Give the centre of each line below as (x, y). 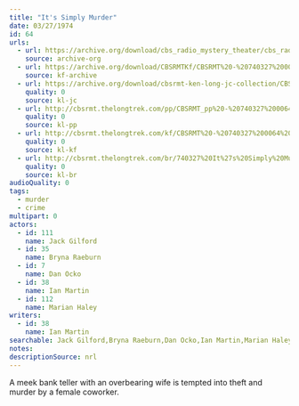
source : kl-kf (51, 150)
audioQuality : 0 (39, 183)
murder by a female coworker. (65, 392)
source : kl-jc (51, 100)
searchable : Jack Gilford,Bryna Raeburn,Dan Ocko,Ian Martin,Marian (139, 340)
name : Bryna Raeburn (63, 258)
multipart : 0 (33, 216)
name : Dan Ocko (53, 274)
